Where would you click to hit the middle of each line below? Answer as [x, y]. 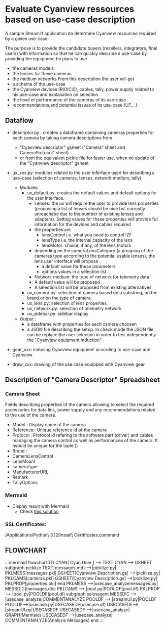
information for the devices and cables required [83, 224]
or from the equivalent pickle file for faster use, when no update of [87, 158]
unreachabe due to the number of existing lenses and [89, 214]
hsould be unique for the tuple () [45, 446]
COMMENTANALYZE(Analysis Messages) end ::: [54, 620]
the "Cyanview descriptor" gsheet [54, 163]
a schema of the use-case [39, 84]
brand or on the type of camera [59, 298]
